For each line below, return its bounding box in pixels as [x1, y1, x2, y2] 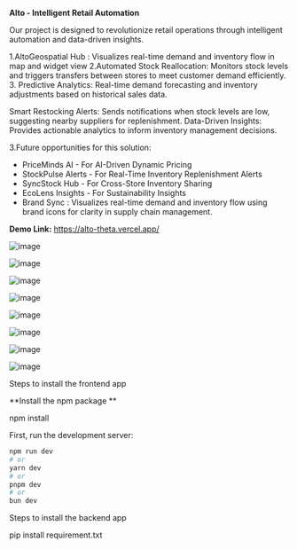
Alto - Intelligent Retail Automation [9, 8, 140, 18]
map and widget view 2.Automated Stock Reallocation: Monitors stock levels [9, 61, 289, 71]
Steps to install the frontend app [9, 379, 127, 388]
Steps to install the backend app [9, 513, 127, 523]
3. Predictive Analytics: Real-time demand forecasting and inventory [9, 80, 259, 90]
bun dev [9, 497, 38, 506]
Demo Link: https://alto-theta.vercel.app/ [9, 224, 160, 234]
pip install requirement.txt [9, 529, 103, 540]
